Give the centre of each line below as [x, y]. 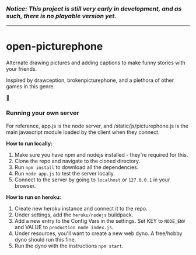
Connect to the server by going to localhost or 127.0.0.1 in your [92, 180]
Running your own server [43, 113]
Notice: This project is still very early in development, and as [94, 9]
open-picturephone [55, 46]
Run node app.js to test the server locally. [65, 173]
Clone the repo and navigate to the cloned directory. [77, 161]
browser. [25, 185]
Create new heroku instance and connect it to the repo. [81, 208]
